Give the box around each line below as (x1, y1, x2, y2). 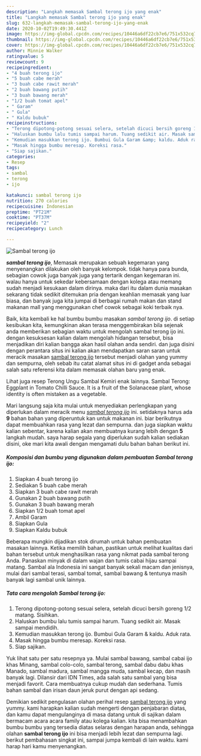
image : (6, 31, 23, 37)
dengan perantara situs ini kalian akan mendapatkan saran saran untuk (6, 347, 181, 354)
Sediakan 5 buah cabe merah (14, 482, 88, 489)
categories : (6, 153, 36, 159)
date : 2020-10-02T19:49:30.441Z (6, 25, 87, 32)
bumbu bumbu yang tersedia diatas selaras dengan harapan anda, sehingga (6, 723, 194, 731)
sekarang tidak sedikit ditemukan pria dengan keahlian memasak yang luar (6, 291, 190, 298)
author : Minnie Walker (6, 48, 63, 54)
